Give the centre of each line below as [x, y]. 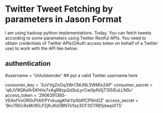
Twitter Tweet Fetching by [59, 9]
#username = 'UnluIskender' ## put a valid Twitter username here [71, 75]
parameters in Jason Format [63, 19]
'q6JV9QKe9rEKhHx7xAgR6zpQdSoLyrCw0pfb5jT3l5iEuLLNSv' [69, 90]
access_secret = [122, 100]
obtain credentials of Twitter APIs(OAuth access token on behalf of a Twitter [81, 43]
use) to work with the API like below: [42, 48]
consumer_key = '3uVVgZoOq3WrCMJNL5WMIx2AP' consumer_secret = [79, 85]
